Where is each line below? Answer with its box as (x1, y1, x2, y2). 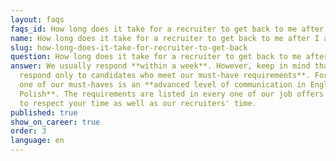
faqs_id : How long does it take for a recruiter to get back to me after (10, 24, 325, 34)
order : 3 (10, 126, 47, 136)
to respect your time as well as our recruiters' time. (19, 98, 257, 108)
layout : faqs (10, 14, 65, 25)
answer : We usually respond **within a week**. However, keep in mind (10, 61, 311, 71)
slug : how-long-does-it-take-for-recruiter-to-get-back (10, 42, 248, 53)
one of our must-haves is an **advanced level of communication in (19, 80, 307, 90)
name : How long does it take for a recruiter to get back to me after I (10, 33, 320, 43)
